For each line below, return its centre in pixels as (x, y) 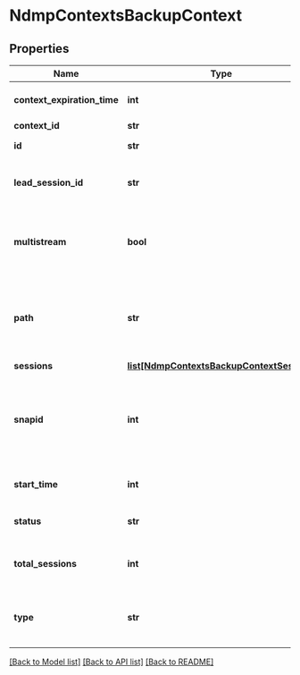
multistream (40, 242)
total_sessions (46, 564)
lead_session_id (49, 182)
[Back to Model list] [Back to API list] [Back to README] (112, 662)
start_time (36, 484)
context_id (37, 126)
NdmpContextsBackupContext (126, 16)
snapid (29, 419)
